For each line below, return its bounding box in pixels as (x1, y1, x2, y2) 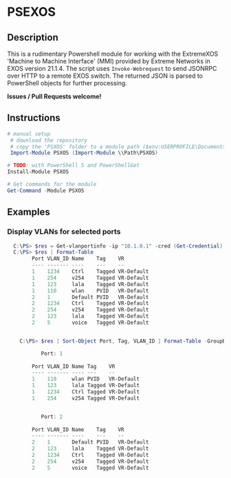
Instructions (7, 112, 60, 124)
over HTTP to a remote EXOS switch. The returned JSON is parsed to (7, 72, 203, 80)
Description (7, 32, 58, 43)
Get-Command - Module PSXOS (7, 187, 85, 194)
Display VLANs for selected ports (7, 227, 121, 237)
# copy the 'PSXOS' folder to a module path (10, 143, 140, 150)
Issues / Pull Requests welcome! (7, 92, 102, 100)
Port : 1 (41, 350, 63, 357)
